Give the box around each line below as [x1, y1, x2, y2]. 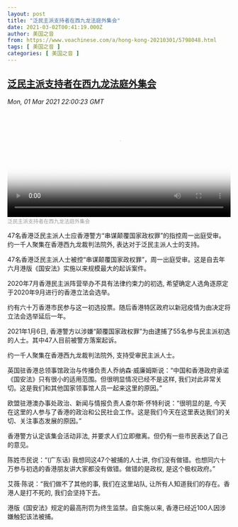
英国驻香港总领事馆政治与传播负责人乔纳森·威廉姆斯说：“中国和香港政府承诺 [7, 366, 229, 375]
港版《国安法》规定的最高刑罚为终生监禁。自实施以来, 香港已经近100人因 [7, 503, 220, 511]
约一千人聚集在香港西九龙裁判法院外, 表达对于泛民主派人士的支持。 [7, 240, 203, 248]
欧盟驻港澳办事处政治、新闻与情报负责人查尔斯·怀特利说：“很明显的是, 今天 [7, 399, 227, 407]
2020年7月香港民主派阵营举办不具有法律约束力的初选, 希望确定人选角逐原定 [7, 279, 229, 287]
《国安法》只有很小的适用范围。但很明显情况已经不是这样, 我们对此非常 [7, 375, 216, 383]
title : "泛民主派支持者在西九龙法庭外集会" [7, 17, 120, 24]
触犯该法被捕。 [13, 512, 57, 521]
